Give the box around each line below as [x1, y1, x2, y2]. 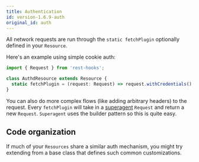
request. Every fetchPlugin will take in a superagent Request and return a [6, 103, 185, 111]
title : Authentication [6, 8, 62, 15]
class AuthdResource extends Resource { [6, 76, 108, 82]
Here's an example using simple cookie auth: [6, 54, 115, 61]
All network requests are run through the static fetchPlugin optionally [6, 36, 179, 43]
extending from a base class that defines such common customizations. [6, 149, 182, 156]
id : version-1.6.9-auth [6, 14, 65, 20]
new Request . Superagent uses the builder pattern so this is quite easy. [6, 110, 176, 117]
